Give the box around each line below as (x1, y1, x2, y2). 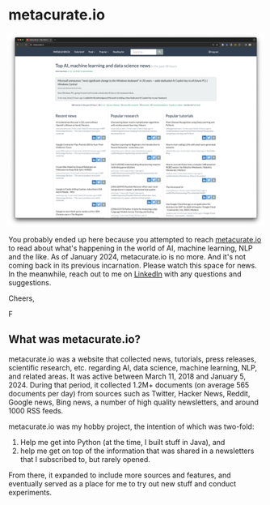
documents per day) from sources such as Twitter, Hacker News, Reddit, (8, 388, 251, 398)
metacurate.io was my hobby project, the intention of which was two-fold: (8, 422, 255, 431)
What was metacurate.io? (8, 332, 141, 346)
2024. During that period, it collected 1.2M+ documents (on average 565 (8, 379, 250, 390)
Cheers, (8, 293, 35, 303)
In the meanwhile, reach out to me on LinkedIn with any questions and (8, 269, 242, 279)
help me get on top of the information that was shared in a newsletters (19, 446, 255, 456)
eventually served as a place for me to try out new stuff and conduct (8, 478, 237, 488)
